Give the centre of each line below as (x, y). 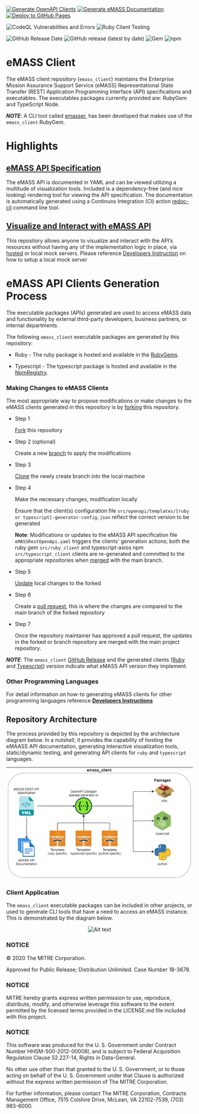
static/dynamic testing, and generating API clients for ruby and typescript (96, 753)
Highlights (32, 146)
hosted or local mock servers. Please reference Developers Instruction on (96, 253)
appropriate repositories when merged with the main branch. (89, 560)
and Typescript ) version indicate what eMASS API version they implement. (97, 666)
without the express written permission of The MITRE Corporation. (87, 1082)
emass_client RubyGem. (36, 122)
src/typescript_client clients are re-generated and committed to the (99, 553)
